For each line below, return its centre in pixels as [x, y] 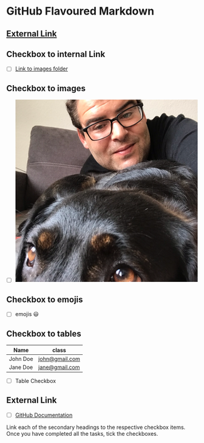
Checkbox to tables [44, 333]
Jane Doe [21, 367]
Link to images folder [41, 69]
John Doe [21, 359]
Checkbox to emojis [45, 299]
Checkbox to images [46, 88]
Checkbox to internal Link [56, 54]
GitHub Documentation [44, 415]
